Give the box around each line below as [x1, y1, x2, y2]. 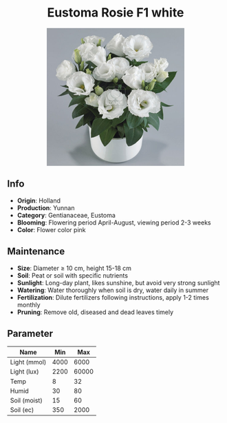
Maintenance [7, 246, 65, 258]
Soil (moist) [10, 396, 43, 404]
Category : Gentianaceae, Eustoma [17, 211, 116, 219]
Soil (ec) [10, 406, 34, 414]
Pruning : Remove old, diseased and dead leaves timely [17, 308, 174, 316]
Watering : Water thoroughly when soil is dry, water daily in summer [17, 286, 208, 294]
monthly [17, 300, 41, 309]
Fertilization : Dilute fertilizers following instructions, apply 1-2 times [17, 293, 210, 301]
